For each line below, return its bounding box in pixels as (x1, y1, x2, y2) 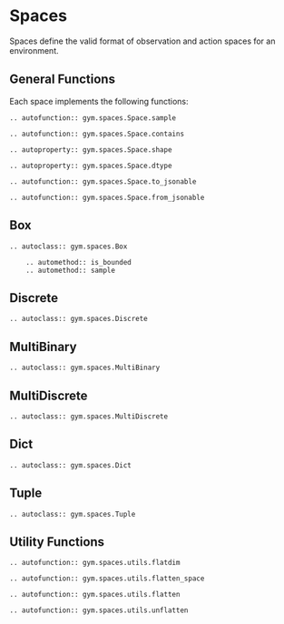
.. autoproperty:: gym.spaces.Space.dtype (9, 161, 172, 170)
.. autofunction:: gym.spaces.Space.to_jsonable (9, 176, 197, 186)
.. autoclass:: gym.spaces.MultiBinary (9, 363, 161, 373)
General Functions (9, 72, 116, 87)
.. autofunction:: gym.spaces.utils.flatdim (9, 559, 181, 568)
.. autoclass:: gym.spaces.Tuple (9, 509, 136, 518)
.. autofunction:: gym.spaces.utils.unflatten (9, 606, 189, 615)
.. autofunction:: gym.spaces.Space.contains (9, 129, 184, 138)
